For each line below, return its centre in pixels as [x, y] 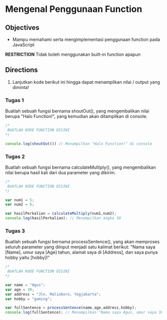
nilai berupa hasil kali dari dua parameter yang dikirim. [60, 172]
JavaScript [23, 45]
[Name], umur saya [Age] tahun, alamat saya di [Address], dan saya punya [82, 252]
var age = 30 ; [20, 290]
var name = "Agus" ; [25, 285]
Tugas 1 [14, 100]
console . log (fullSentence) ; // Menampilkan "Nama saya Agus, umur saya [81, 313]
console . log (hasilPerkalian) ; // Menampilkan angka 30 [63, 218]
